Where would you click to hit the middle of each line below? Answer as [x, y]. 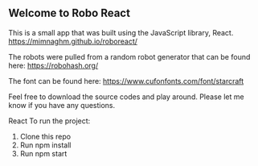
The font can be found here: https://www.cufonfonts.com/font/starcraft [126, 81]
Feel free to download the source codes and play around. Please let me [126, 97]
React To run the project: [49, 121]
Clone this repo [45, 136]
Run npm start [43, 153]
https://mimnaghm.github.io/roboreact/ [73, 41]
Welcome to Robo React [70, 13]
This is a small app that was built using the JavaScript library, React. [121, 32]
